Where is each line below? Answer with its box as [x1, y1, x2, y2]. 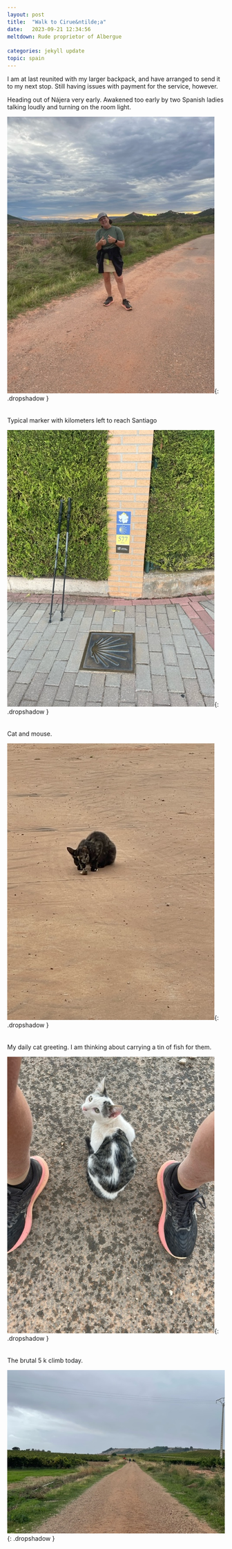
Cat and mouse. [7, 730, 52, 738]
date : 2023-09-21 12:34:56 [7, 26, 91, 33]
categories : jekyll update [7, 48, 85, 55]
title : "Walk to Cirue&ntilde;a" [7, 18, 107, 26]
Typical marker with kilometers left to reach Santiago [7, 416, 157, 425]
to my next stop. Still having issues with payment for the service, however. [7, 82, 219, 90]
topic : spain [7, 55, 45, 62]
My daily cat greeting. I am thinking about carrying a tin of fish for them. [7, 1043, 212, 1051]
